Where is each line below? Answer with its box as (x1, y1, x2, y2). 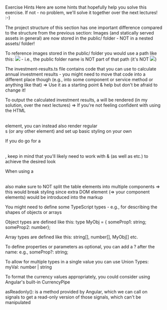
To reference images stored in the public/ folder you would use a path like (5, 50, 157, 56)
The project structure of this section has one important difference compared (5, 25, 162, 31)
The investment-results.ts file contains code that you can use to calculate (5, 66, 156, 72)
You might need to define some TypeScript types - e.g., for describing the (5, 204, 157, 210)
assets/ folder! (5, 41, 35, 47)
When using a (5, 168, 34, 174)
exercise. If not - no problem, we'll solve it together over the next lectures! (5, 10, 158, 16)
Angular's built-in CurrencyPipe (5, 279, 70, 285)
